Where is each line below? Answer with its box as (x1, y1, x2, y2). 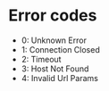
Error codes (8, 5, 97, 26)
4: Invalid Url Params (21, 72, 99, 83)
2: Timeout (21, 54, 62, 64)
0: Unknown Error (21, 35, 87, 45)
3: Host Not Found (21, 63, 89, 74)
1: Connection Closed (21, 44, 100, 54)
